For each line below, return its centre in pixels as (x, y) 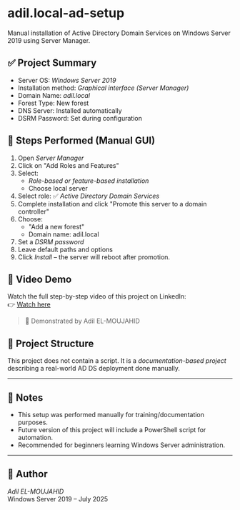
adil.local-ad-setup (66, 13)
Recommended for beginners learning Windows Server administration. (121, 445)
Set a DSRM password (51, 241)
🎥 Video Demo (40, 279)
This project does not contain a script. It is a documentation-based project (117, 361)
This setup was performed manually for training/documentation (111, 415)
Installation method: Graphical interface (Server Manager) (103, 88)
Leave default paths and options (65, 249)
